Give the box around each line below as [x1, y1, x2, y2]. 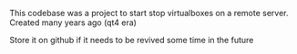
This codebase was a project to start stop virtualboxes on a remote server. [9, 8, 289, 18]
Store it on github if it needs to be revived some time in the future [9, 35, 254, 45]
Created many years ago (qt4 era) [9, 17, 137, 28]
